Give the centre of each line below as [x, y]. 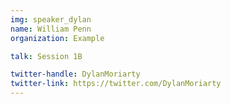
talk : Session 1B [46, 56]
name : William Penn [51, 29]
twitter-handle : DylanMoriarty [75, 74]
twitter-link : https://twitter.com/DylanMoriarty [116, 84]
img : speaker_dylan [51, 19]
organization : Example [57, 38]
